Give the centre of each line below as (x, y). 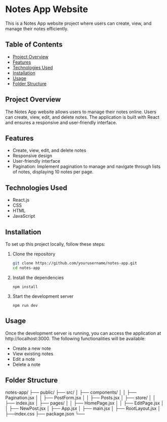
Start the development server (43, 296)
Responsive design (32, 156)
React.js (21, 200)
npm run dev (25, 305)
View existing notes (33, 354)
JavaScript (24, 216)
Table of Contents (34, 45)
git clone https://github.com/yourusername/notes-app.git (75, 263)
